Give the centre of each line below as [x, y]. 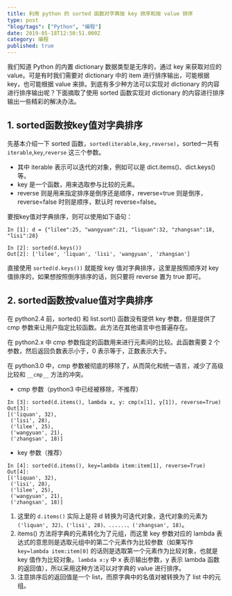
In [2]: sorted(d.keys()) [44, 248]
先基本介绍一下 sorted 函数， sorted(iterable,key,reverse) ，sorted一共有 [113, 143]
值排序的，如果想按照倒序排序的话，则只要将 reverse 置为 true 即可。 [106, 276]
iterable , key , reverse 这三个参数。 [56, 152]
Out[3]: [18, 408]
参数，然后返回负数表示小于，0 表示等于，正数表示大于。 [89, 351]
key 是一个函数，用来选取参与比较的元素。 [78, 184]
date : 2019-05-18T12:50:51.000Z [54, 33]
